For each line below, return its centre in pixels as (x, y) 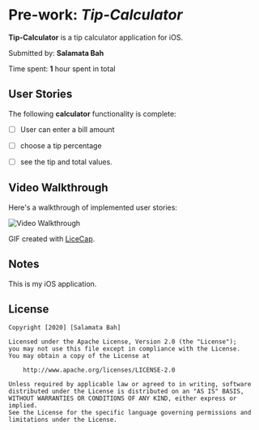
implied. (23, 406)
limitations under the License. (63, 420)
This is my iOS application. (53, 283)
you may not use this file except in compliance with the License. (125, 349)
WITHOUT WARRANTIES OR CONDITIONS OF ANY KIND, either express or (123, 398)
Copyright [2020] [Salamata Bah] (65, 328)
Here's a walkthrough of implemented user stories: (93, 207)
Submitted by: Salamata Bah (56, 53)
